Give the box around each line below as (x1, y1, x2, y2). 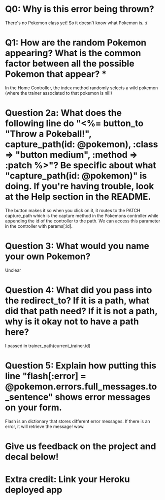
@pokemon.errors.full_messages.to (5, 381, 157, 392)
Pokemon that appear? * (5, 69, 107, 80)
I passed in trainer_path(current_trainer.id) (5, 343, 91, 349)
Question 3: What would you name (5, 241, 149, 251)
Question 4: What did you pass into (5, 285, 152, 295)
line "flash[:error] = (5, 370, 87, 382)
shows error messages (55, 391, 151, 402)
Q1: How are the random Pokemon (5, 37, 147, 48)
